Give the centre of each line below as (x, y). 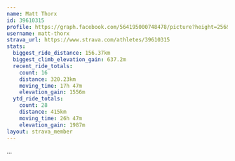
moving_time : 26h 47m (51, 118)
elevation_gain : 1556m (52, 92)
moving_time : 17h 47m (51, 86)
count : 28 (34, 105)
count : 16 (34, 72)
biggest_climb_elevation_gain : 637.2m (70, 60)
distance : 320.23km (48, 79)
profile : (19, 27)
